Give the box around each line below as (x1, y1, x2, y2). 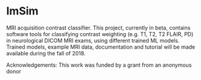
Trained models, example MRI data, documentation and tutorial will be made (6, 43, 196, 51)
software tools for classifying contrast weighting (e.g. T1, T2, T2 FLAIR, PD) (6, 30, 194, 37)
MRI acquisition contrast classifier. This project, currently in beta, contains (6, 24, 191, 31)
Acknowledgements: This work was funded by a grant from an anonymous (6, 61, 192, 69)
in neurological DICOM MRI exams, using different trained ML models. (6, 37, 180, 44)
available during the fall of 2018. (6, 49, 86, 57)
